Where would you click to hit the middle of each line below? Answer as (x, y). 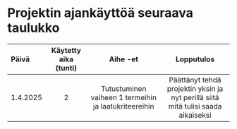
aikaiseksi (195, 115)
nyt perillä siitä (195, 97)
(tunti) (66, 68)
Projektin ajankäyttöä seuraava (101, 13)
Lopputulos (195, 59)
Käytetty (66, 50)
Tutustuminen (124, 88)
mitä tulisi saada (195, 106)
